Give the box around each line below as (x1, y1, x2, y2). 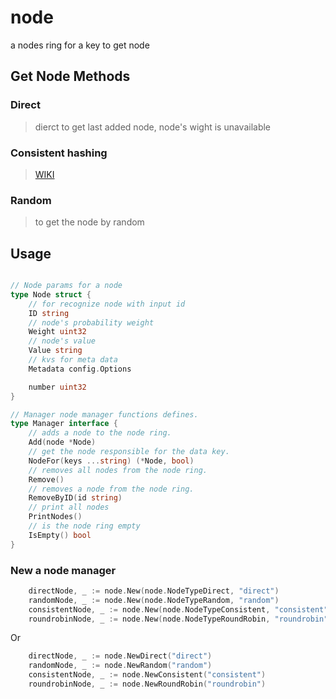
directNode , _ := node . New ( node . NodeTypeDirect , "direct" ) (28, 586, 280, 596)
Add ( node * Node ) (28, 437, 97, 448)
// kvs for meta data (28, 355, 118, 365)
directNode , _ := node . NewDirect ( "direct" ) (28, 651, 213, 661)
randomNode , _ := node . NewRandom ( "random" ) (28, 661, 213, 671)
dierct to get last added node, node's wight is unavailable (34, 121, 272, 133)
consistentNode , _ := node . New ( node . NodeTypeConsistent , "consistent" (28, 604, 329, 615)
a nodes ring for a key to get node (10, 39, 150, 51)
